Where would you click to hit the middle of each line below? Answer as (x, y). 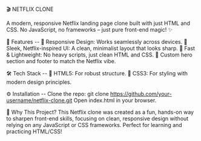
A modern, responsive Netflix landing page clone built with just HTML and (98, 23)
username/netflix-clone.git (39, 100)
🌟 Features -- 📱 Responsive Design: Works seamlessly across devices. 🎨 (97, 42)
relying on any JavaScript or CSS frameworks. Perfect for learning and (94, 125)
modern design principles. (39, 82)
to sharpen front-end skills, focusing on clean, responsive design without (97, 119)
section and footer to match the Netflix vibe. (61, 61)
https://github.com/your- (141, 94)
